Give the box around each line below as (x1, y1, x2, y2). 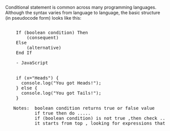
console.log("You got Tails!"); (21, 90, 102, 96)
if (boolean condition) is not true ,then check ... (34, 115, 168, 121)
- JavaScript (16, 60, 48, 65)
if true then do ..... (34, 110, 91, 116)
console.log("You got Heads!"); (21, 80, 102, 86)
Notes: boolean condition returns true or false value (13, 105, 155, 111)
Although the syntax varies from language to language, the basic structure (5, 10, 160, 16)
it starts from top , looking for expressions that (34, 120, 165, 126)
